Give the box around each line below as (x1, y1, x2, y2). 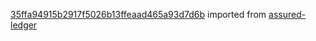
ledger (10, 19, 38, 31)
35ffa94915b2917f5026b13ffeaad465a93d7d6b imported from (10, 9, 267, 20)
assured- (268, 9, 307, 20)
